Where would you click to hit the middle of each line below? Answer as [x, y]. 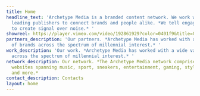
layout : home [22, 84]
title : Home [21, 12]
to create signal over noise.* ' [53, 28]
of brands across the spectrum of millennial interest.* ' [86, 45]
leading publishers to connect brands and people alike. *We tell [96, 23]
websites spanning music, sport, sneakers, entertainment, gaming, [97, 67]
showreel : [18, 34]
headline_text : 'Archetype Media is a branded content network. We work [98, 17]
